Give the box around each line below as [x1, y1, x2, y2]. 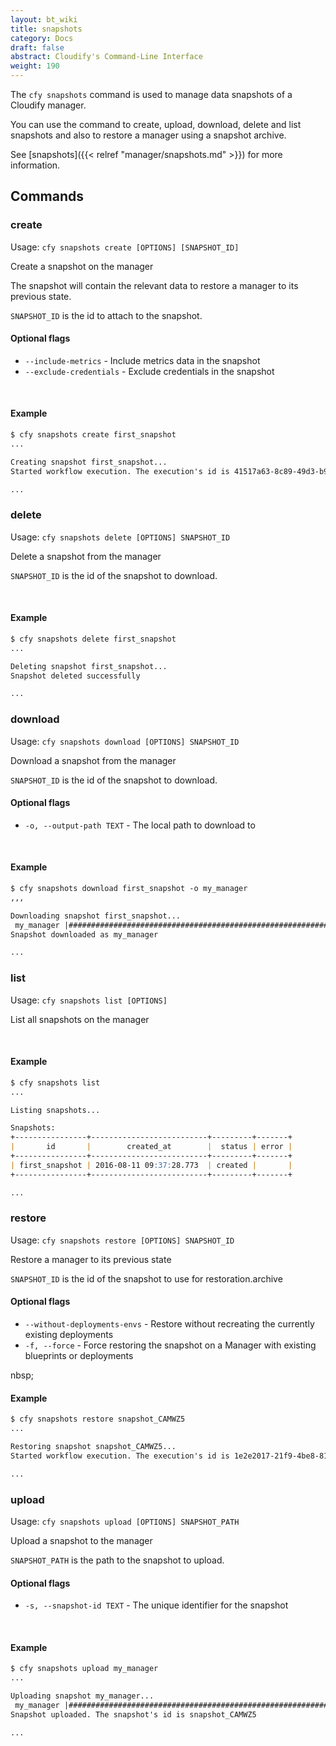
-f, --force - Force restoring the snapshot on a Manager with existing [24, 1339, 317, 1351]
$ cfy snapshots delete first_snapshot [10, 634, 177, 644]
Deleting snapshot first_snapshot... [10, 661, 168, 671]
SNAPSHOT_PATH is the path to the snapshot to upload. [10, 1554, 225, 1566]
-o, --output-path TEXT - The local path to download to [24, 819, 256, 831]
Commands [10, 188, 85, 205]
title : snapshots [10, 24, 83, 34]
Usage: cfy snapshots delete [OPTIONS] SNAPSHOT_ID [10, 531, 231, 543]
